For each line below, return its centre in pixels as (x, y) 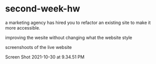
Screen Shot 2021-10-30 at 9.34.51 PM (45, 57)
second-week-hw (43, 9)
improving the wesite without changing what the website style (69, 37)
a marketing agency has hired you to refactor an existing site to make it (78, 22)
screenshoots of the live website (39, 47)
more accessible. (23, 27)
